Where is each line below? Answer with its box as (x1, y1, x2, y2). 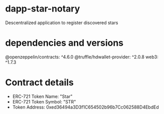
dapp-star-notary (5, 3, 80, 15)
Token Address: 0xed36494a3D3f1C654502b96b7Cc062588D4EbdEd (12, 104, 159, 110)
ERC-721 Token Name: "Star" (12, 93, 73, 99)
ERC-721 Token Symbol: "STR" (12, 98, 76, 104)
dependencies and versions (5, 37, 124, 49)
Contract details (5, 77, 74, 88)
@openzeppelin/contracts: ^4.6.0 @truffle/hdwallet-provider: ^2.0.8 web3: (5, 54, 159, 60)
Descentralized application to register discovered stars (5, 20, 118, 26)
